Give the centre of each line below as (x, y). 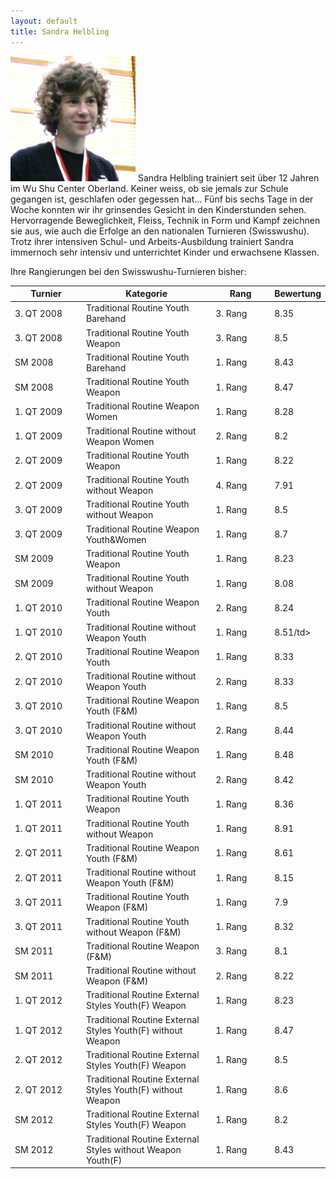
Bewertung (298, 293)
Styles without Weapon (134, 1149)
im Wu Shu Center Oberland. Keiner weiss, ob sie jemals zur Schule (149, 188)
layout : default (44, 21)
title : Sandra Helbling (60, 31)
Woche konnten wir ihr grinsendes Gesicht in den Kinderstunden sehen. (158, 209)
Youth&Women (116, 539)
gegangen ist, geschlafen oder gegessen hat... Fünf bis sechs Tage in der (162, 199)
